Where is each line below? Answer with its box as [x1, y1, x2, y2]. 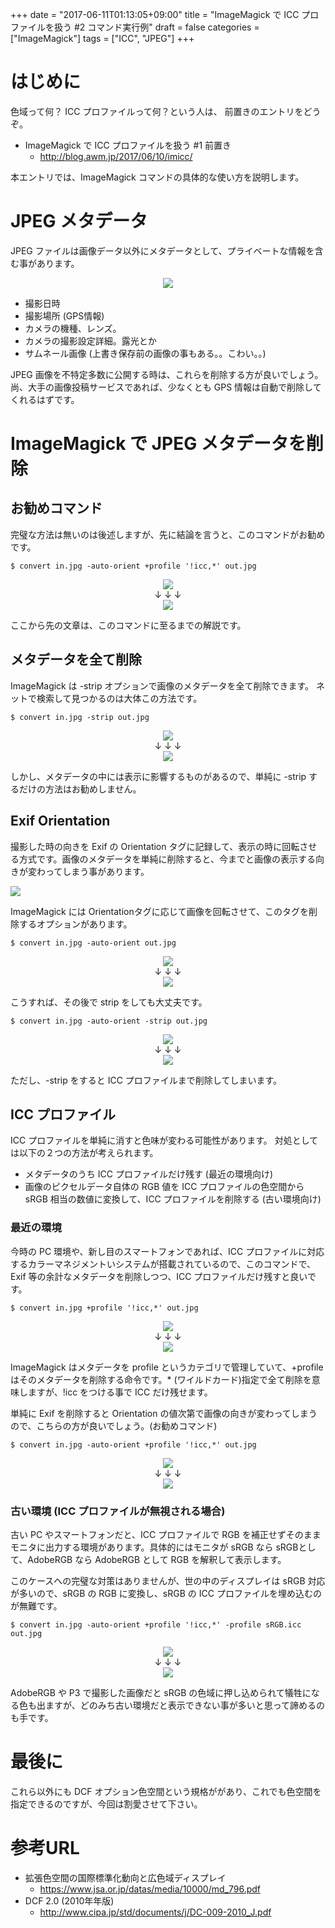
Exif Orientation [10, 813, 111, 830]
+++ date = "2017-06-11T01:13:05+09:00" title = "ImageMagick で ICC [10, 9, 300, 20]
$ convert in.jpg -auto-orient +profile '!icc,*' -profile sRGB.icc [10, 1619, 302, 1630]
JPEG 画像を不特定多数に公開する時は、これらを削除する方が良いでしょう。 [10, 368, 324, 380]
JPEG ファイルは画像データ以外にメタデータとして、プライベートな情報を [10, 244, 315, 257]
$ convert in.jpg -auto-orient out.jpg [10, 938, 177, 948]
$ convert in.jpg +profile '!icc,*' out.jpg [10, 1303, 199, 1313]
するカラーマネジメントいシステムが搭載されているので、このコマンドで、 [10, 1258, 317, 1270]
